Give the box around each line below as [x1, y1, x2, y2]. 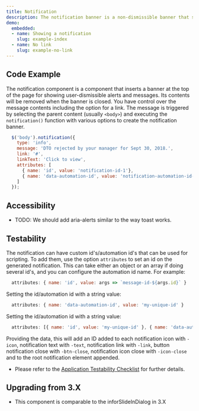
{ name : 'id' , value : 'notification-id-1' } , [21, 167, 134, 173]
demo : [6, 20, 20, 26]
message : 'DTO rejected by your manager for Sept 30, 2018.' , [17, 146, 174, 151]
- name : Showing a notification [11, 31, 92, 37]
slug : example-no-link [17, 48, 73, 53]
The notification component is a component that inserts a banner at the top [6, 85, 190, 92]
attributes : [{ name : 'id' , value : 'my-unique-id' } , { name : [11, 324, 168, 330]
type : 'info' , [17, 140, 52, 146]
